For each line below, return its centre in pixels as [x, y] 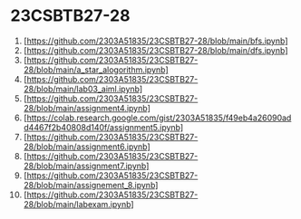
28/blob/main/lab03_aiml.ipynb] [83, 89]
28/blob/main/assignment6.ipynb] [87, 147]
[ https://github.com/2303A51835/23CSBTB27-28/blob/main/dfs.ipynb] [155, 50]
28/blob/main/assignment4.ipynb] [87, 108]
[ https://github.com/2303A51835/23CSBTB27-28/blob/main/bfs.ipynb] [155, 41]
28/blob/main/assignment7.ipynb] [86, 166]
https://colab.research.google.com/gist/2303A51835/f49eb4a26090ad [159, 118]
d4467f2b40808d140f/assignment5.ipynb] [103, 127]
